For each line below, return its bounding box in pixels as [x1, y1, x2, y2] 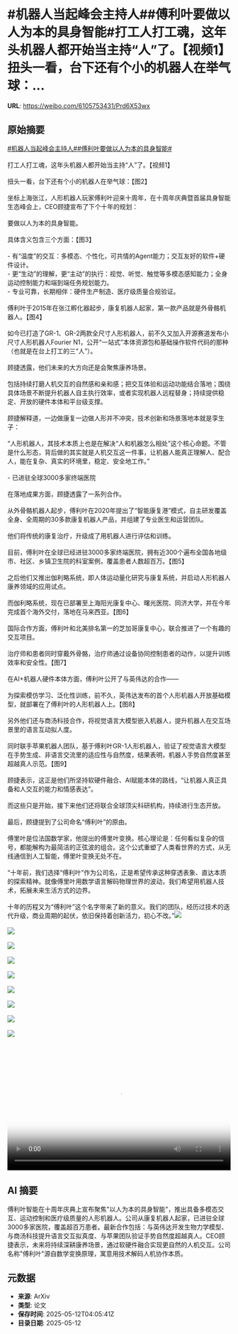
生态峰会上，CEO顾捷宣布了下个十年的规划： [7, 202, 139, 210]
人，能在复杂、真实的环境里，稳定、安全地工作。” [7, 456, 150, 466]
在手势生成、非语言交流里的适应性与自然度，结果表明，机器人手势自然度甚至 [7, 751, 231, 759]
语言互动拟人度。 [25, 725, 76, 733]
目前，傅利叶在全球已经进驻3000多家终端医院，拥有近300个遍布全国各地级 [7, 548, 227, 556]
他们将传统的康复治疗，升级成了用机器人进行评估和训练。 [7, 531, 175, 540]
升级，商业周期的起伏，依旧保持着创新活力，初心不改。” [13, 911, 175, 920]
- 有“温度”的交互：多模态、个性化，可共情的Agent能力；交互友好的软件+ [7, 252, 220, 260]
